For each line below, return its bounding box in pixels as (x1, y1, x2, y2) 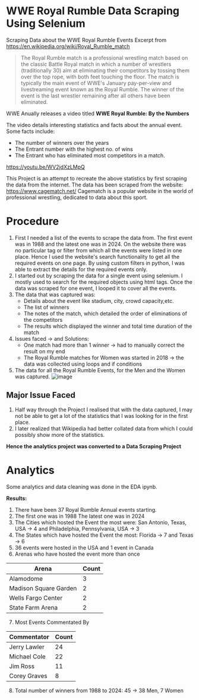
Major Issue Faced (6, 390, 76, 400)
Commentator (9, 632, 49, 641)
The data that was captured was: (14, 291, 96, 298)
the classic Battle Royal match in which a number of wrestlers (20, 61, 172, 68)
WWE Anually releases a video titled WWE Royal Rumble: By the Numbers (6, 110, 189, 117)
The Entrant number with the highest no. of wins (14, 145, 134, 153)
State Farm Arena (9, 603, 58, 612)
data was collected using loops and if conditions (23, 360, 143, 368)
